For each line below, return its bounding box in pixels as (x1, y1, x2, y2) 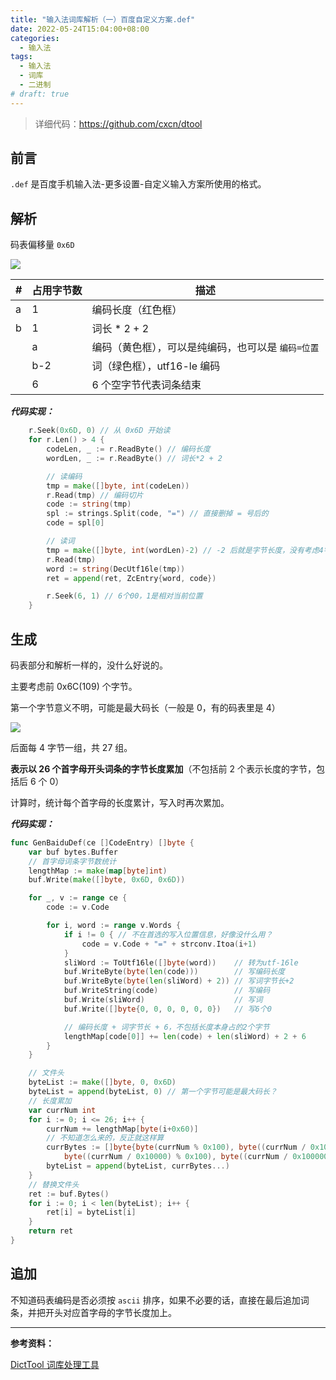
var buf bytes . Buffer (28, 847, 118, 857)
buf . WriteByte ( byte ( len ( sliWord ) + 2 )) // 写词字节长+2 (63, 976, 295, 986)
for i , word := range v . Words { (46, 921, 182, 931)
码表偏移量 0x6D (10, 239, 75, 251)
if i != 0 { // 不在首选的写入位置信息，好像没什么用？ (63, 929, 273, 940)
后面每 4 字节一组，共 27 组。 (10, 741, 133, 753)
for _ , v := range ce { (28, 893, 128, 903)
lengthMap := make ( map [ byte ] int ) (28, 866, 168, 876)
